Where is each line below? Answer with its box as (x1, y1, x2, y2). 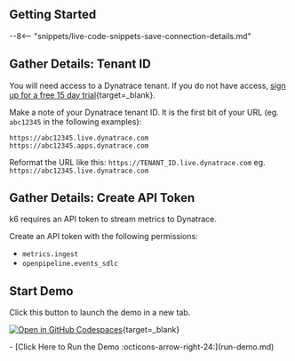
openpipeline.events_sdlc (21, 260, 118, 269)
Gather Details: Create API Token (9, 190, 195, 205)
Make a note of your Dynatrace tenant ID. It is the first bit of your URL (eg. (9, 107, 280, 117)
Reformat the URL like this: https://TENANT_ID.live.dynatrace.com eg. (9, 156, 266, 167)
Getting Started (9, 7, 97, 22)
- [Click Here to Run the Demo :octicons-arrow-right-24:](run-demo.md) (9, 341, 275, 352)
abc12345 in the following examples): (9, 116, 142, 127)
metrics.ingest (21, 250, 79, 259)
